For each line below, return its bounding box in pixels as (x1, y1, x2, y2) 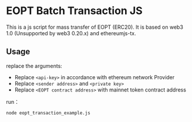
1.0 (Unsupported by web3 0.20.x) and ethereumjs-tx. (6, 29, 136, 36)
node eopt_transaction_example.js (6, 110, 91, 116)
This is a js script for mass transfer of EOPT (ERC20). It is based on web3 (6, 23, 184, 30)
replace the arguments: (6, 62, 63, 69)
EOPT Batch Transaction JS (6, 4, 143, 18)
